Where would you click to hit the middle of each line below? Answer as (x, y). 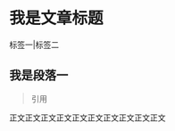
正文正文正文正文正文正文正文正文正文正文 (87, 118)
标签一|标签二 (34, 45)
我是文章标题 (57, 18)
